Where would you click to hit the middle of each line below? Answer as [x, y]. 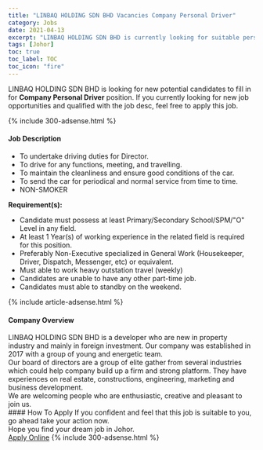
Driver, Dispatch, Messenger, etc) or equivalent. [96, 262]
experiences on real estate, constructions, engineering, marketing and [121, 379]
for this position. [46, 245]
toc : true [24, 52]
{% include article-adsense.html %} [66, 302]
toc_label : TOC [33, 60]
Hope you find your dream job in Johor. [71, 430]
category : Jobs [33, 23]
